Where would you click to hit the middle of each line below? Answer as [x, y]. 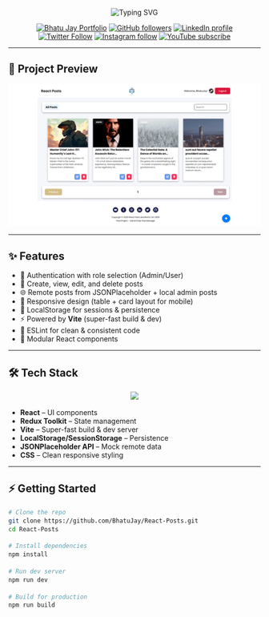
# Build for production [48, 597]
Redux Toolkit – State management [78, 421]
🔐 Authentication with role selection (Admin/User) [102, 276]
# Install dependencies [48, 546]
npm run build [32, 605]
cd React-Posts [34, 529]
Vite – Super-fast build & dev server [79, 429]
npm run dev [28, 580]
